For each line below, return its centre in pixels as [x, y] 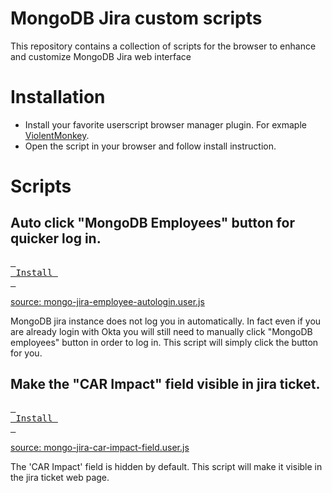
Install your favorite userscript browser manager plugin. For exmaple [165, 124]
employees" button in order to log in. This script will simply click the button [164, 342]
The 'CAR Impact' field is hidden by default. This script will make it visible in [166, 466]
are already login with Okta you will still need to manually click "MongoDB [161, 331]
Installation [58, 97]
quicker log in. [56, 238]
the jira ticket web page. [60, 477]
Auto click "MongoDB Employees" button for [152, 223]
